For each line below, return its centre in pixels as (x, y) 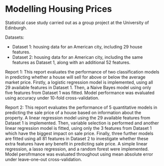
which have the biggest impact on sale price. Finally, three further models (79, 133)
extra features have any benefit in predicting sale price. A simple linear (76, 143)
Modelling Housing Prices (59, 9)
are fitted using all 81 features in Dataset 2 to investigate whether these (77, 139)
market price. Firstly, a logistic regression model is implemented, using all (79, 82)
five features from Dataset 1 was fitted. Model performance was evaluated (80, 93)
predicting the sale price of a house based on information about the (73, 112)
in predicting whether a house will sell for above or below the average (75, 77)
